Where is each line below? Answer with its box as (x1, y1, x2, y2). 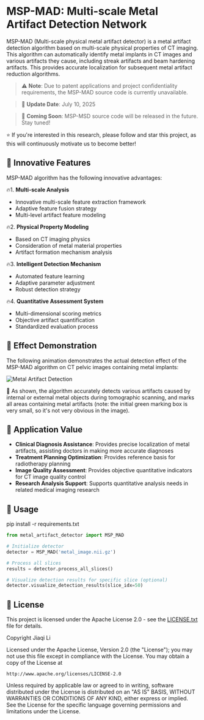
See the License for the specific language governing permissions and (6, 701, 181, 709)
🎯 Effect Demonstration (6, 340, 97, 351)
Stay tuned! (21, 118, 51, 126)
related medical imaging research (15, 486, 100, 494)
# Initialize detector (6, 543, 64, 550)
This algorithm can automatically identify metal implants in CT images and (6, 50, 192, 58)
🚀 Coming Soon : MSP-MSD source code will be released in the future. (21, 112, 199, 120)
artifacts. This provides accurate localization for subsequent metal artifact (6, 63, 192, 71)
